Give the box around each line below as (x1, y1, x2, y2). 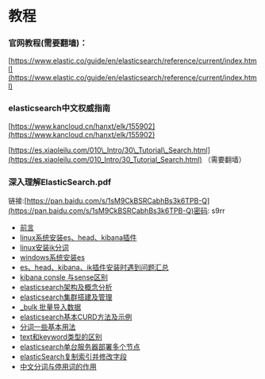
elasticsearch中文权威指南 (8, 102, 111, 114)
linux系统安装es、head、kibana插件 (19, 233, 137, 242)
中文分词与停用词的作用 (19, 362, 97, 372)
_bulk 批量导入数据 (19, 303, 82, 312)
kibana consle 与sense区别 (19, 273, 109, 282)
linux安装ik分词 (19, 243, 69, 253)
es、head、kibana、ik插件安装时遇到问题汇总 (19, 263, 169, 273)
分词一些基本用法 (19, 323, 76, 332)
